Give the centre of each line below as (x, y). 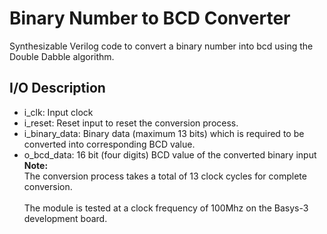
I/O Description (57, 88)
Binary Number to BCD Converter (150, 18)
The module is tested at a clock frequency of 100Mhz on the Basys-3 (166, 208)
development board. (65, 218)
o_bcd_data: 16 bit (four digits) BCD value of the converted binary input (170, 154)
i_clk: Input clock (58, 112)
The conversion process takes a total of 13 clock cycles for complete (165, 176)
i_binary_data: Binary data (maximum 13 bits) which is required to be (164, 133)
